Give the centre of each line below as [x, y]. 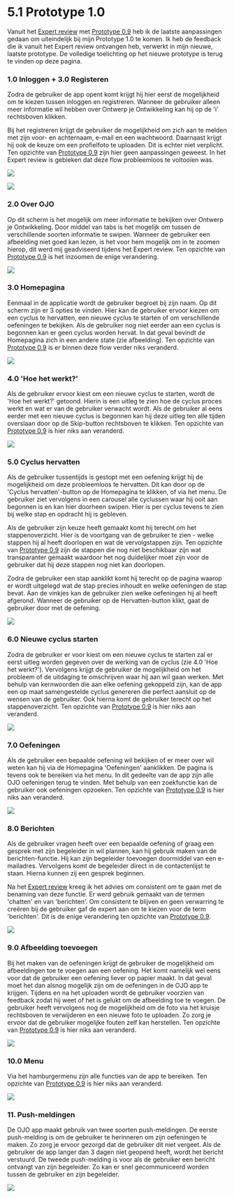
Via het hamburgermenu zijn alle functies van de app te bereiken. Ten [107, 1076]
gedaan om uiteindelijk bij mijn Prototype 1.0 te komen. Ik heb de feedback [114, 38]
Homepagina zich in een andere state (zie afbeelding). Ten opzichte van [111, 340]
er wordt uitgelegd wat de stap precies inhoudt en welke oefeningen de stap [117, 586]
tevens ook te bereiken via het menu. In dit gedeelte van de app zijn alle [110, 775]
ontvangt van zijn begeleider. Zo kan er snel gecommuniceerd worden [108, 1167]
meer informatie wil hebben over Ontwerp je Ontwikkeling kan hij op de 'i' [113, 110]
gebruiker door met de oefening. [54, 608]
